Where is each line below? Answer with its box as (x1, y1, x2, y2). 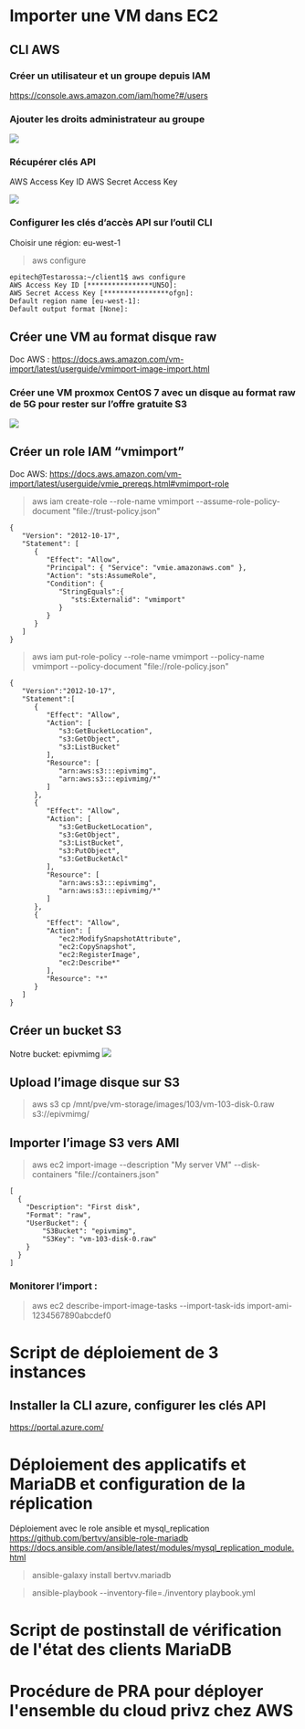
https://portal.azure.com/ (9, 1422, 104, 1433)
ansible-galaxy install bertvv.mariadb (31, 1570, 172, 1581)
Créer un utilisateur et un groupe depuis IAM (9, 69, 211, 82)
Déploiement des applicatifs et (9, 1454, 247, 1475)
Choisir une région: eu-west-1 (9, 237, 121, 248)
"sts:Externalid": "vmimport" (70, 595, 185, 604)
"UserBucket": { (26, 1218, 89, 1228)
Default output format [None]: (9, 304, 129, 313)
